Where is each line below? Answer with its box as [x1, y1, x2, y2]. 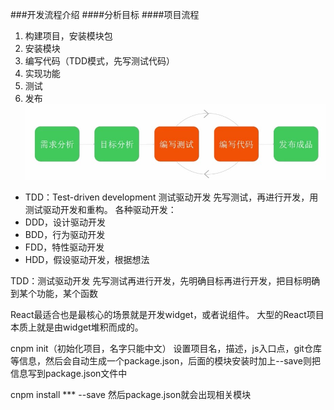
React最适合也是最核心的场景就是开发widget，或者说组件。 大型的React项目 [10, 308, 325, 320]
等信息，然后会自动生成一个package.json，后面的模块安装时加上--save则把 [10, 354, 322, 367]
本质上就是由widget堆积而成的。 [10, 321, 144, 333]
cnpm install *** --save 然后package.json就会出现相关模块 [10, 388, 252, 400]
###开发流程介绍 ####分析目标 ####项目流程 [10, 9, 200, 20]
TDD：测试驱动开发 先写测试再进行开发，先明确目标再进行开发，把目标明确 [10, 274, 321, 287]
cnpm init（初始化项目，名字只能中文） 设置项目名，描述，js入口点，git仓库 [10, 342, 322, 354]
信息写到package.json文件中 [10, 367, 128, 379]
